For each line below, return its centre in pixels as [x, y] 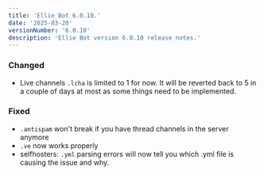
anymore [34, 137]
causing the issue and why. [64, 162]
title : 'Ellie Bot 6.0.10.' [55, 15]
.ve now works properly [59, 145]
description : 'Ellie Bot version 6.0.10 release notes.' [105, 38]
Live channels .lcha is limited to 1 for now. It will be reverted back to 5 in [138, 82]
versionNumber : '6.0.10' [49, 30]
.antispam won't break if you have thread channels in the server [124, 128]
